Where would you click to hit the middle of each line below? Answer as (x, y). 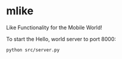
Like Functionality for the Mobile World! (54, 27)
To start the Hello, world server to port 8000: (61, 39)
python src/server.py (33, 50)
